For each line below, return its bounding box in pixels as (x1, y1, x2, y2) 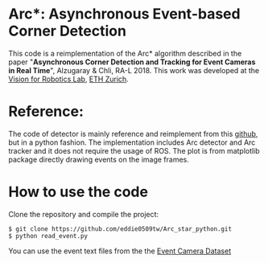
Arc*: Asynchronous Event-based (8, 5, 241, 23)
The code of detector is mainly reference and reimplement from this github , (8, 129, 258, 138)
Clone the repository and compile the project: (8, 209, 159, 219)
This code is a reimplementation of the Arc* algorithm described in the (8, 48, 242, 58)
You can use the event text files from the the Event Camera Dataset (8, 246, 232, 256)
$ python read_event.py (8, 232, 89, 240)
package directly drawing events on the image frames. (8, 154, 189, 164)
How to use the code (8, 183, 149, 201)
